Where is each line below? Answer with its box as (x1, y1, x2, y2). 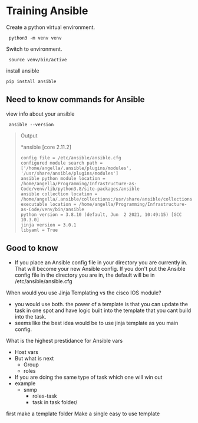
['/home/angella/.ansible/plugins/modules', (20, 165, 132, 171)
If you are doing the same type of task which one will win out (14, 373, 163, 381)
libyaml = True (20, 227, 58, 233)
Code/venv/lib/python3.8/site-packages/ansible (20, 186, 140, 192)
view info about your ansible (6, 110, 75, 117)
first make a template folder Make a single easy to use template (6, 410, 160, 417)
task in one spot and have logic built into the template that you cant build (14, 307, 192, 314)
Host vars (14, 348, 38, 355)
